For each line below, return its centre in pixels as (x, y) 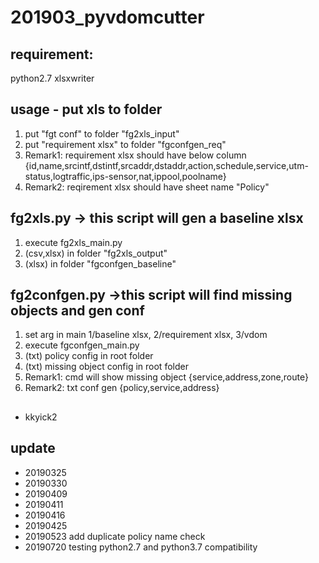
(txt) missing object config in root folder (106, 367)
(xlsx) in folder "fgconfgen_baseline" (100, 263)
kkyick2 (41, 417)
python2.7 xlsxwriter (52, 78)
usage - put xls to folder (86, 109)
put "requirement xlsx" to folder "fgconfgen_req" (125, 144)
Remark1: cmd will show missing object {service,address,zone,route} (166, 377)
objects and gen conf (77, 311)
